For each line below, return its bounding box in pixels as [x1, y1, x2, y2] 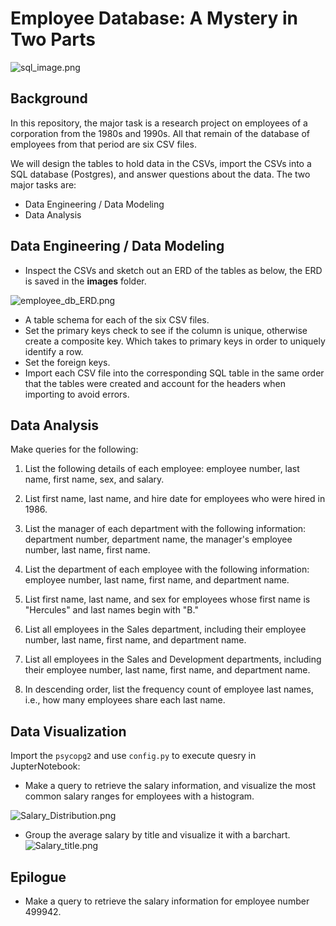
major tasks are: [10, 178, 77, 191]
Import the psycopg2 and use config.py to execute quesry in [10, 750, 257, 762]
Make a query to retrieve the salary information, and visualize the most [24, 780, 317, 792]
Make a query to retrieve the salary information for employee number [24, 895, 310, 907]
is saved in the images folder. [24, 275, 147, 287]
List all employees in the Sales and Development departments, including [24, 653, 322, 666]
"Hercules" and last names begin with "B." [24, 604, 199, 616]
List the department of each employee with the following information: [24, 563, 310, 576]
